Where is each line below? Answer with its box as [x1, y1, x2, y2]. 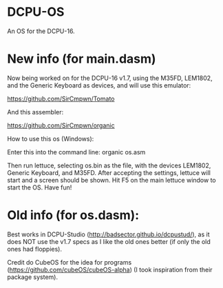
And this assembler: [7, 107, 64, 116]
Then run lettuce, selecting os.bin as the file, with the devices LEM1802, [7, 161, 211, 169]
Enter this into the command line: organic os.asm [7, 147, 146, 156]
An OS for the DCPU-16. [7, 27, 75, 35]
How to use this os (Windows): [7, 134, 94, 143]
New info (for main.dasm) [7, 51, 156, 67]
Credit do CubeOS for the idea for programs [7, 258, 132, 266]
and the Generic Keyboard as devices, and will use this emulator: [7, 81, 191, 90]
